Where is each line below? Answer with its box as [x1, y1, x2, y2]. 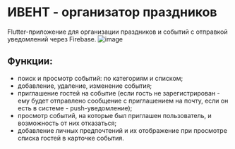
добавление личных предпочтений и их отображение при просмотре [17, 126, 228, 134]
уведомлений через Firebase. [7, 34, 97, 43]
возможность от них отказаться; [17, 119, 117, 127]
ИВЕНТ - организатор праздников [7, 4, 217, 20]
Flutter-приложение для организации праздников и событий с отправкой [7, 27, 228, 36]
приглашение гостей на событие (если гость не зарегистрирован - [17, 89, 220, 97]
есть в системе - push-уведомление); [17, 103, 133, 112]
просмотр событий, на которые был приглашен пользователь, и [17, 111, 212, 119]
